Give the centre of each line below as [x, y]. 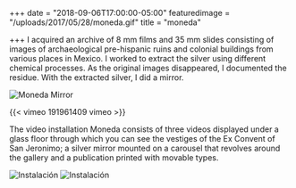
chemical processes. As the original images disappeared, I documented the [148, 68]
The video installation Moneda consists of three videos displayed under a [144, 129]
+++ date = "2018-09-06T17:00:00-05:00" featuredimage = [120, 13]
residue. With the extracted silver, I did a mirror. [97, 78]
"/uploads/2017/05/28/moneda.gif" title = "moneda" [105, 22]
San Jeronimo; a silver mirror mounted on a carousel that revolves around [145, 148]
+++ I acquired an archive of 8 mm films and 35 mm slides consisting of [142, 40]
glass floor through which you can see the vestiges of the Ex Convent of [142, 139]
